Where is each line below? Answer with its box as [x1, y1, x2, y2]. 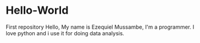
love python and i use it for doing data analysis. [5, 29, 124, 36]
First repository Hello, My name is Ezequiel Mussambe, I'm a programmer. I [5, 23, 195, 30]
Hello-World [5, 4, 69, 17]
